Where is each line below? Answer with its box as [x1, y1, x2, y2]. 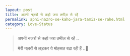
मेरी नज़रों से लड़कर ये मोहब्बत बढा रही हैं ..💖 [17, 45, 89, 51]
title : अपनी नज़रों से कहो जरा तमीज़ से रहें [5, 12, 79, 17]
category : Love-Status [5, 21, 53, 27]
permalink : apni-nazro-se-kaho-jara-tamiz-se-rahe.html [5, 17, 125, 22]
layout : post [5, 7, 33, 13]
